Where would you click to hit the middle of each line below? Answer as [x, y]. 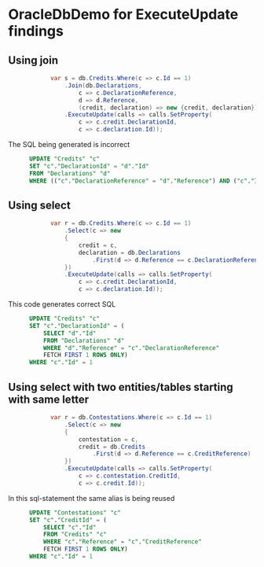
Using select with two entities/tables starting [121, 387]
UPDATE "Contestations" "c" [75, 513]
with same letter [49, 399]
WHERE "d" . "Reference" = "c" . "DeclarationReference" [131, 348]
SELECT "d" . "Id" [70, 333]
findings [36, 31]
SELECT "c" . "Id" [70, 527]
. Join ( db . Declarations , [103, 85]
